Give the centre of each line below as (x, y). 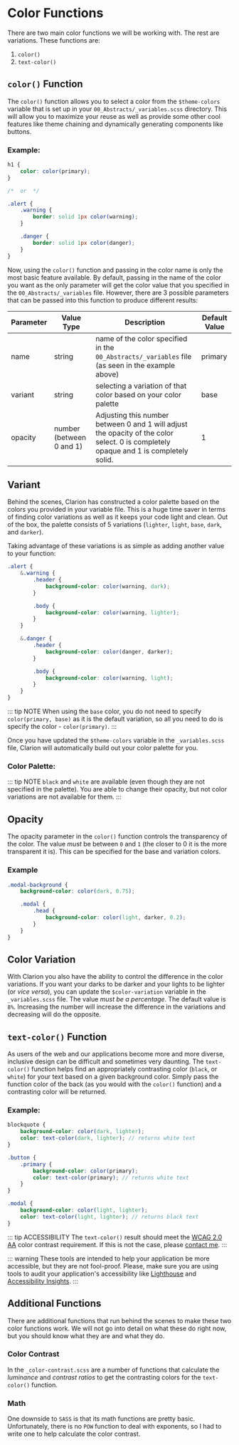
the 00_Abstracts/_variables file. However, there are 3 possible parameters (118, 293)
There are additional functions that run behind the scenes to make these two (119, 1320)
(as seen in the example (136, 365)
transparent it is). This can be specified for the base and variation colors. (114, 851)
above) (107, 374)
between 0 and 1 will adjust (142, 424)
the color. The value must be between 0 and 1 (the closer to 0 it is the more (117, 844)
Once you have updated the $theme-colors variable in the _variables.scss (116, 740)
